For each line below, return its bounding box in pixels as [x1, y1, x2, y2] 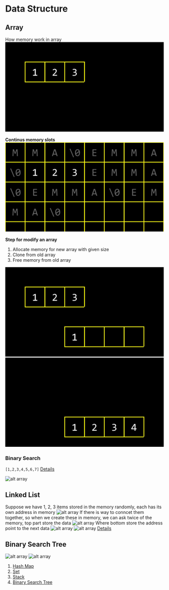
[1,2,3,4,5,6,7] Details [5, 466, 55, 472]
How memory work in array [5, 36, 62, 42]
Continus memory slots [5, 137, 55, 143]
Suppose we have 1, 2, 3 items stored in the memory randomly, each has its [5, 504, 162, 510]
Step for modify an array [5, 237, 57, 243]
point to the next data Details [5, 525, 112, 532]
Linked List [5, 490, 40, 499]
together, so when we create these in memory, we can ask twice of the [5, 515, 152, 521]
